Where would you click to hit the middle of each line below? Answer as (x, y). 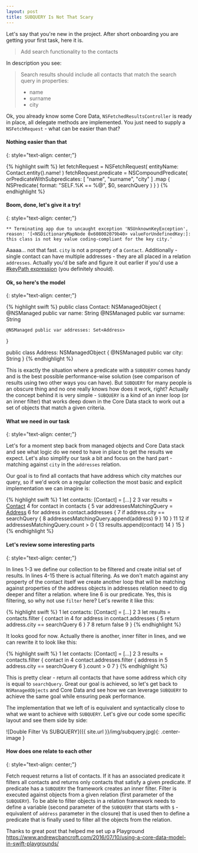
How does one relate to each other (49, 751)
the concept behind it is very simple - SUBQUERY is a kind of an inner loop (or (98, 395)
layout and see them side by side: (47, 720)
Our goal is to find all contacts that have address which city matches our (94, 476)
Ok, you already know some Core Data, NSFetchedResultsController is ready (99, 116)
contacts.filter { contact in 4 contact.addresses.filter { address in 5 (87, 660)
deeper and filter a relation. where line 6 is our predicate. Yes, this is (89, 594)
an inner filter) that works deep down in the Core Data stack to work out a (95, 402)
